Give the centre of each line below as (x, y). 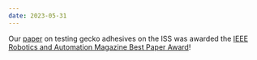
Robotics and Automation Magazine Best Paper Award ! (100, 47)
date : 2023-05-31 (38, 16)
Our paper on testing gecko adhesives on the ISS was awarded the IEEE (128, 38)
